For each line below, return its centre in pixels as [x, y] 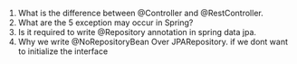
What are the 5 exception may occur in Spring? [105, 23]
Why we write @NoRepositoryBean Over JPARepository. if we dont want [153, 41]
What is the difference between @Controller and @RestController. [141, 13]
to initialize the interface [63, 51]
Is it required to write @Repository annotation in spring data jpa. [137, 32]
